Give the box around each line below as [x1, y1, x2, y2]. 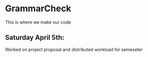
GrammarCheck [5, 3, 71, 14]
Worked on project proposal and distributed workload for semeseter [5, 46, 143, 52]
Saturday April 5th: [5, 33, 65, 42]
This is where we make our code [5, 19, 71, 25]
